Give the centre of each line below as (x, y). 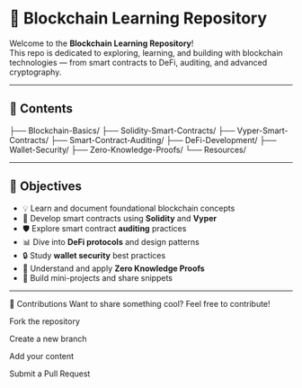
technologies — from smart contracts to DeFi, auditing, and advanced (138, 62)
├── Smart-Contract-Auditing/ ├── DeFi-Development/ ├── (164, 140)
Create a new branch (48, 338)
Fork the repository (45, 321)
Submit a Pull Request (50, 374)
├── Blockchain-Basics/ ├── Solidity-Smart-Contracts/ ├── (122, 131)
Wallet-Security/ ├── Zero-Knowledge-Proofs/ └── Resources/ (128, 149)
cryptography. (36, 72)
